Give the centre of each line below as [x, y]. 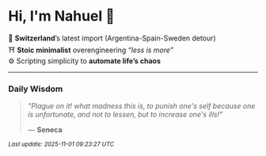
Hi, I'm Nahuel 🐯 [61, 16]
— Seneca [45, 130]
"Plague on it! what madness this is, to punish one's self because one [141, 106]
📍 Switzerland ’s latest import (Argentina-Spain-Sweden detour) [112, 38]
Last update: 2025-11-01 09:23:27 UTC [61, 145]
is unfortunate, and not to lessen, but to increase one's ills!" [125, 115]
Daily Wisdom [36, 89]
